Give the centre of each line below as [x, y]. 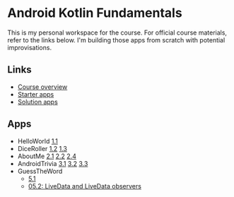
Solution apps [37, 102]
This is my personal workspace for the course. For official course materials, [117, 32]
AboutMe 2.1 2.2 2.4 [47, 156]
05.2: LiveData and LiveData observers [84, 186]
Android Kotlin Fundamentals [95, 13]
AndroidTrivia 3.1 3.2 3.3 [53, 163]
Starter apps [36, 94]
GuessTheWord [40, 171]
